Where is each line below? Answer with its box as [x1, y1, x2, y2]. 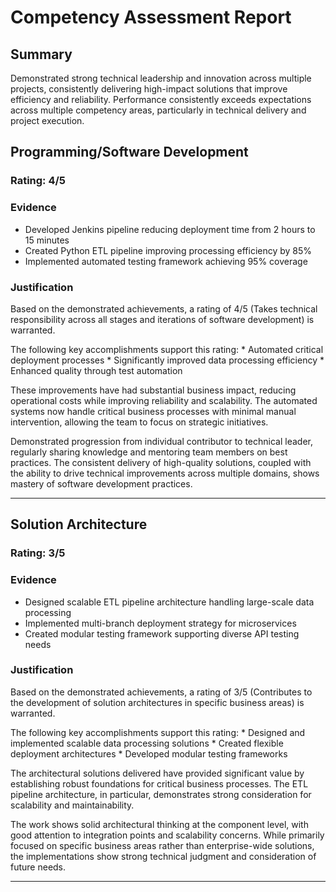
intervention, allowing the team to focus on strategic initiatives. [10, 416, 269, 428]
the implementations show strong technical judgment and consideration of [10, 850, 317, 862]
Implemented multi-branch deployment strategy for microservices [24, 617, 297, 629]
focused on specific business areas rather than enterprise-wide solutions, [10, 839, 315, 851]
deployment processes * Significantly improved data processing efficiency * [10, 354, 325, 366]
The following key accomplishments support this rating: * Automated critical [10, 343, 324, 355]
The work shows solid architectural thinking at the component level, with [10, 818, 309, 830]
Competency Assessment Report [10, 6, 292, 29]
